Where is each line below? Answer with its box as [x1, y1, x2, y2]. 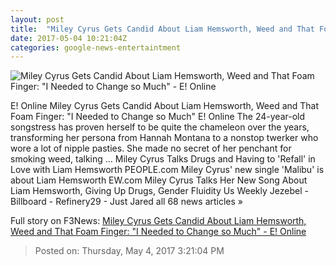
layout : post [10, 14, 65, 25]
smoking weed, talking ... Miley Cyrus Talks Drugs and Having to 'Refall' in [10, 153, 316, 165]
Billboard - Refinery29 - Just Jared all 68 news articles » [10, 196, 244, 208]
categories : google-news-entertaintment [10, 42, 182, 53]
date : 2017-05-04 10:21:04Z [10, 33, 128, 43]
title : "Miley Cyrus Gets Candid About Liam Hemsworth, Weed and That [10, 24, 315, 34]
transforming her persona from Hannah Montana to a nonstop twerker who [10, 132, 319, 144]
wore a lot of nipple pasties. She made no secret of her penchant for [10, 142, 292, 155]
